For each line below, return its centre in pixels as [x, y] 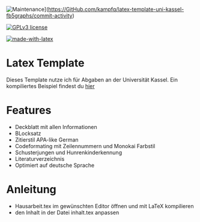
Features [29, 110]
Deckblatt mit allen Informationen [56, 127]
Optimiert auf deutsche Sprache [55, 165]
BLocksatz [28, 133]
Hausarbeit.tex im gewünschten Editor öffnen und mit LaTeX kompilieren [104, 206]
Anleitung [31, 190]
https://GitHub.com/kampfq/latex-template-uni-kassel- [116, 9]
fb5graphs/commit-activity [39, 16]
